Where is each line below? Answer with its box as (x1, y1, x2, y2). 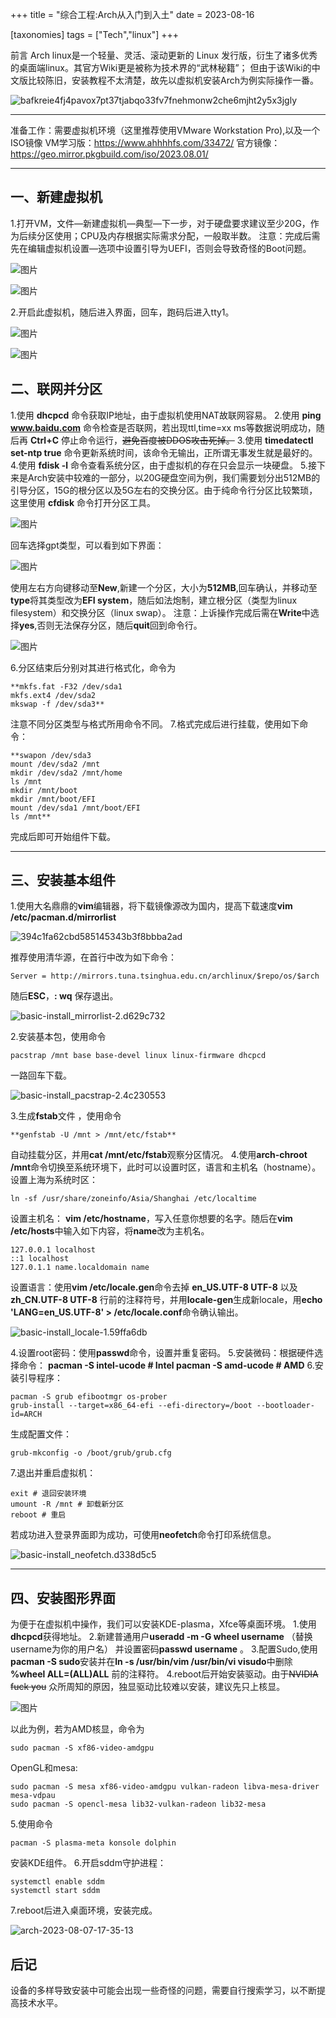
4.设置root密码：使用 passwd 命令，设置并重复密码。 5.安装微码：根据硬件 (10, 1347, 315, 1359)
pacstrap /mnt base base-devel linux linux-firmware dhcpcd (10, 1051, 267, 1061)
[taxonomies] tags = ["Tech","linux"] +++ (10, 29, 179, 40)
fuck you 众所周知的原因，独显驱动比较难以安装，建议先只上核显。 (10, 1681, 286, 1693)
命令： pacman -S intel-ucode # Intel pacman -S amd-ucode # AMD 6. (18, 1359, 315, 1372)
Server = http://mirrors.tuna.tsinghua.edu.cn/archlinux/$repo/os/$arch (10, 971, 320, 982)
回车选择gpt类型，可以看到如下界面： (10, 539, 165, 551)
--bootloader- (256, 1401, 315, 1411)
